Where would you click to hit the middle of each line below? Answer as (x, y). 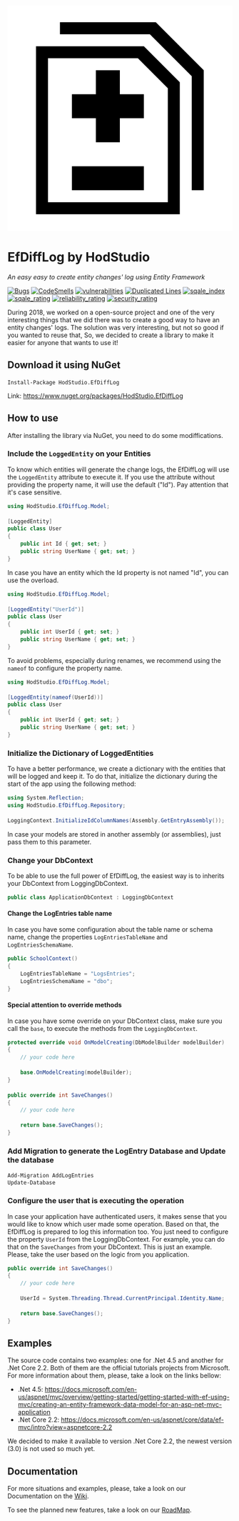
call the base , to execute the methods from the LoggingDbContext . (103, 1028)
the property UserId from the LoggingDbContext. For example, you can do (116, 1239)
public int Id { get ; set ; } (63, 544)
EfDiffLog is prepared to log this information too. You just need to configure (118, 1232)
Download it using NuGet (64, 365)
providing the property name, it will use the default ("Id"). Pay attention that (118, 484)
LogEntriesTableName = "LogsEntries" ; (78, 974)
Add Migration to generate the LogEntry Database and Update (117, 1151)
